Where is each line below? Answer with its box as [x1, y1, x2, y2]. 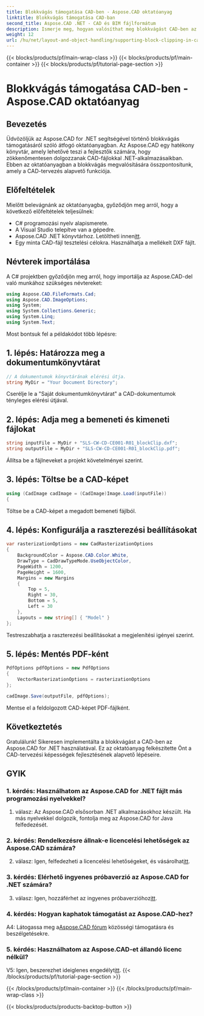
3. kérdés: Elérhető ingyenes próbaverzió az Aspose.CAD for [6, 873, 189, 881]
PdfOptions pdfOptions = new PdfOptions [6, 665, 110, 671]
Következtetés [6, 722, 63, 732]
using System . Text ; [6, 319, 56, 325]
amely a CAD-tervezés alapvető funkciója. [6, 168, 112, 174]
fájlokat [6, 424, 36, 434]
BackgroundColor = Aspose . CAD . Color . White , [17, 552, 129, 559]
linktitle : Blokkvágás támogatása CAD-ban [6, 15, 115, 21]
